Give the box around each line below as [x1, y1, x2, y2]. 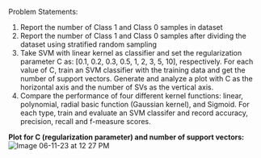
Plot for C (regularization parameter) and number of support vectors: [8, 132, 245, 142]
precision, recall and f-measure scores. [19, 117, 151, 126]
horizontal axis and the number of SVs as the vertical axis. [19, 82, 214, 92]
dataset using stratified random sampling [19, 39, 158, 49]
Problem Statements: [8, 7, 78, 16]
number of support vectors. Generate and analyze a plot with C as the [19, 74, 253, 83]
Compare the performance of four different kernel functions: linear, [19, 91, 244, 100]
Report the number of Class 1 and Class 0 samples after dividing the [19, 31, 246, 40]
